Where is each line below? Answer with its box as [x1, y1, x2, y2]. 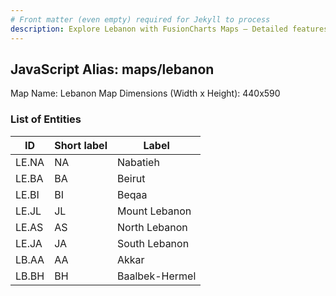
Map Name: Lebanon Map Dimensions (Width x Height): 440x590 [10, 87, 281, 100]
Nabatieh [116, 155, 160, 169]
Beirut [116, 171, 146, 185]
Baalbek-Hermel [116, 269, 197, 283]
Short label [54, 138, 108, 152]
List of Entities [10, 112, 82, 126]
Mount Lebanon [116, 204, 192, 218]
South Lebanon [116, 236, 190, 250]
